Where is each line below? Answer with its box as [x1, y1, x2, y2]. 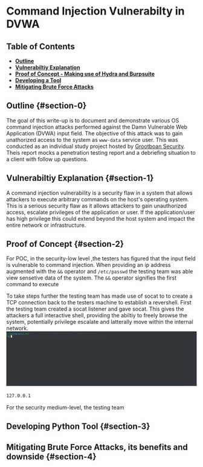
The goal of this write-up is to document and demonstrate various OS [6, 116, 179, 124]
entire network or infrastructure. [6, 221, 86, 229]
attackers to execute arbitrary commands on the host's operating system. [6, 195, 189, 203]
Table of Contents [6, 41, 76, 52]
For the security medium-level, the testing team [6, 404, 124, 411]
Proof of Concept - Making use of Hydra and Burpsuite [14, 70, 155, 77]
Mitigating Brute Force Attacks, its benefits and [6, 442, 188, 452]
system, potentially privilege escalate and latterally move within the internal [6, 318, 193, 326]
